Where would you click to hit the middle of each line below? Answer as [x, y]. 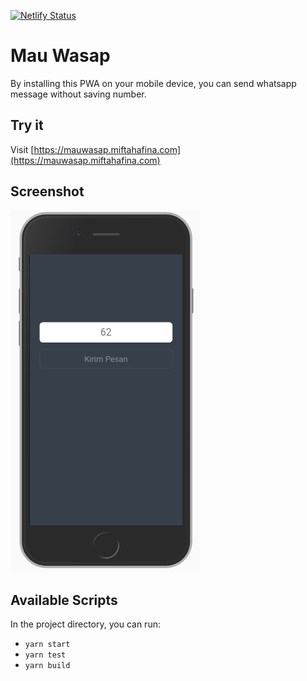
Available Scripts [64, 600]
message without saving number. [78, 94]
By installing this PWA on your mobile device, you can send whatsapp [153, 83]
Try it [27, 125]
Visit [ [22, 149]
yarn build [47, 666]
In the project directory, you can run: [85, 624]
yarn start [47, 645]
